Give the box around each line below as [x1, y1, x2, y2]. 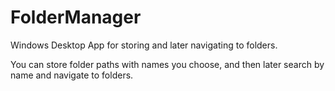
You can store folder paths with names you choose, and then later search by [10, 58, 325, 70]
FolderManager [10, 6, 142, 29]
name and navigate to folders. [10, 69, 134, 81]
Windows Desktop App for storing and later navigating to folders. [10, 39, 278, 51]
